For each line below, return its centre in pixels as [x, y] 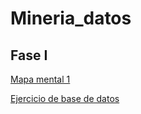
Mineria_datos [71, 18]
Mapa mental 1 [40, 79]
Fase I [29, 55]
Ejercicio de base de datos [65, 98]
